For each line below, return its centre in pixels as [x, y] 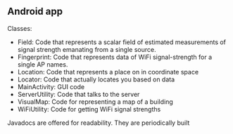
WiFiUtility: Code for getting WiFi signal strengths [89, 109]
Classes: [20, 28]
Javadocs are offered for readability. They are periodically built [99, 123]
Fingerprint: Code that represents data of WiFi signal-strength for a [115, 57]
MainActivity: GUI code [51, 86]
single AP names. [43, 64]
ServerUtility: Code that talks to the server [78, 94]
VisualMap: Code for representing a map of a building [95, 102]
